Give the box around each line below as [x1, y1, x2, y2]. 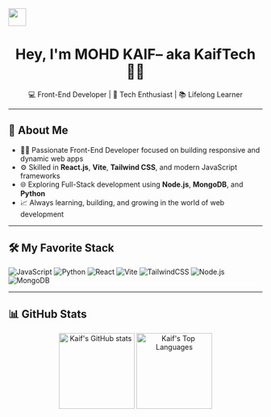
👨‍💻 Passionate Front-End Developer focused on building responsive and [19, 145, 261, 154]
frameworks [19, 171, 60, 180]
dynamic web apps [19, 154, 84, 163]
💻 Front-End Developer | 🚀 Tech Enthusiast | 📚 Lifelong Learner [27, 89, 244, 99]
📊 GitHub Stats [8, 307, 87, 321]
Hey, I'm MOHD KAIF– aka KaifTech [15, 45, 256, 64]
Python [19, 188, 46, 198]
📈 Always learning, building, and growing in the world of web [19, 197, 225, 207]
